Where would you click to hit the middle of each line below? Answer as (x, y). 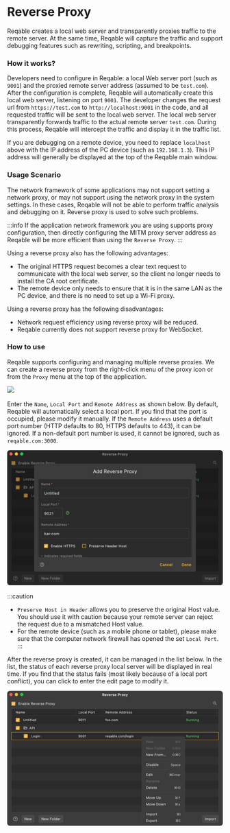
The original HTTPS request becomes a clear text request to (102, 266)
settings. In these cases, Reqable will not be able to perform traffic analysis (113, 204)
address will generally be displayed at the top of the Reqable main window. (113, 157)
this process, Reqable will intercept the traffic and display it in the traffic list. (114, 129)
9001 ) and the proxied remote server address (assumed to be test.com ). (108, 86)
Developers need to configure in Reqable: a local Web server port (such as (112, 78)
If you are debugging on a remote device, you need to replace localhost (109, 143)
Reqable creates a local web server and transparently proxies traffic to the (112, 31)
